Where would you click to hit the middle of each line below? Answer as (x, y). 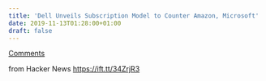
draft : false (30, 30)
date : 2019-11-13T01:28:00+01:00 (65, 23)
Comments (27, 54)
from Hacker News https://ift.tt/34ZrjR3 (74, 69)
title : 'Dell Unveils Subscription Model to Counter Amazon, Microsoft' (134, 16)
